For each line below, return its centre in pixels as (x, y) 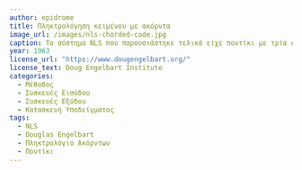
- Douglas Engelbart (56, 135)
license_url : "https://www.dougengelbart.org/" (100, 59)
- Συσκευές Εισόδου (54, 93)
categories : (31, 76)
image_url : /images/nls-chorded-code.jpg (88, 34)
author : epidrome (42, 18)
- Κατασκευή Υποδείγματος (66, 110)
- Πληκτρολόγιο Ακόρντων (64, 143)
